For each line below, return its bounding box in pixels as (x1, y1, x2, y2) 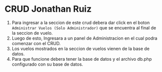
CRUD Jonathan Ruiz (4, 3, 92, 15)
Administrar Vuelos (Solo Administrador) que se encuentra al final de (11, 24, 157, 30)
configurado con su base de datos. (11, 61, 83, 67)
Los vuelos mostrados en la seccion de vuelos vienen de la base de (11, 46, 150, 51)
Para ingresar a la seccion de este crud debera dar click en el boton (11, 20, 150, 25)
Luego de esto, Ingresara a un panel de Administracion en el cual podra (11, 35, 158, 41)
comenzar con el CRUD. (11, 40, 61, 46)
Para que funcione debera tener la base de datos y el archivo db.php (11, 56, 152, 62)
